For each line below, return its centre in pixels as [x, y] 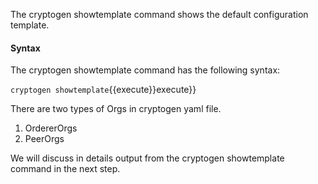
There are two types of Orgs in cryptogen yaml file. [116, 109]
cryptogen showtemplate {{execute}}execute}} [103, 90]
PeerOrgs [44, 139]
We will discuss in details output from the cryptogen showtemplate [147, 158]
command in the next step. [65, 169]
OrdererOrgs [51, 128]
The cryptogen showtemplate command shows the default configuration [159, 14]
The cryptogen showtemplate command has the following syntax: [145, 70]
